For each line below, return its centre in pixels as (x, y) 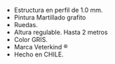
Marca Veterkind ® (41, 47)
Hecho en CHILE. (39, 54)
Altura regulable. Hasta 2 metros (61, 32)
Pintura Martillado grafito (50, 17)
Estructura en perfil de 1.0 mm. (58, 10)
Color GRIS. (31, 40)
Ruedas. (26, 25)
